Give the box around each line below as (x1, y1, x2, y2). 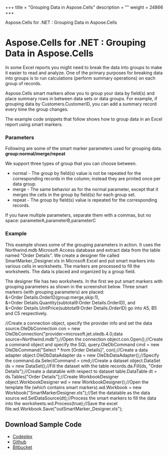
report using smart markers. (5, 121, 63, 127)
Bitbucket (12, 444, 33, 450)
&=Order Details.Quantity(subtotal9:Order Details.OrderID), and (5, 299, 135, 305)
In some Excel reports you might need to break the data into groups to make (5, 64, 162, 70)
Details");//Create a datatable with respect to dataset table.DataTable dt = (5, 368, 157, 374)
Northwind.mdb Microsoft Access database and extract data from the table (5, 247, 160, 253)
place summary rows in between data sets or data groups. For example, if (5, 95, 157, 101)
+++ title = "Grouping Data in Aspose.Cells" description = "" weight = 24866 (5, 5, 163, 10)
